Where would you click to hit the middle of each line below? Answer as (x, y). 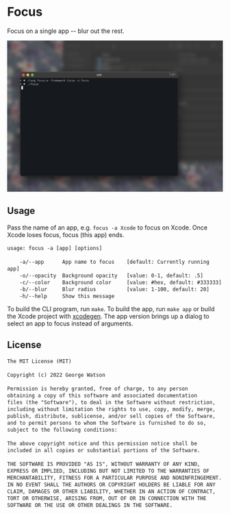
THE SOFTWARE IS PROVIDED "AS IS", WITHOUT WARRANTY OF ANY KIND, (104, 464)
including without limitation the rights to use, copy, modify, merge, (111, 409)
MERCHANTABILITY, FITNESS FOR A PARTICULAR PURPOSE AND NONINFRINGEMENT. (115, 478)
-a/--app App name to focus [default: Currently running (115, 262)
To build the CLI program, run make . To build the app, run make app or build (111, 308)
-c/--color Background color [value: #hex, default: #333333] (121, 282)
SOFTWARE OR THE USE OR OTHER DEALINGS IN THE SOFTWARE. (90, 505)
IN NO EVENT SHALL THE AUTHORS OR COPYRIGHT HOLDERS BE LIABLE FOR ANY (111, 485)
